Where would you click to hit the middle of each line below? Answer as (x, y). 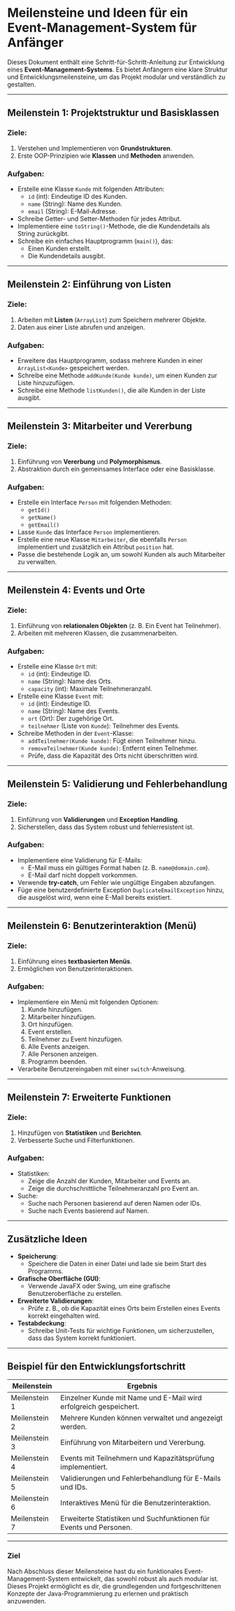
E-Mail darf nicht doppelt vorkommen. (83, 875)
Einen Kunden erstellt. (59, 248)
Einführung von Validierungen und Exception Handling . (98, 819)
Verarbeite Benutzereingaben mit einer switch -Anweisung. (102, 1068)
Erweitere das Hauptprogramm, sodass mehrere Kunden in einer (110, 360)
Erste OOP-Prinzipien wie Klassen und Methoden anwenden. (106, 155)
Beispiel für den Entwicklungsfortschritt (97, 1367)
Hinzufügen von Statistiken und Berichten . (80, 1133)
